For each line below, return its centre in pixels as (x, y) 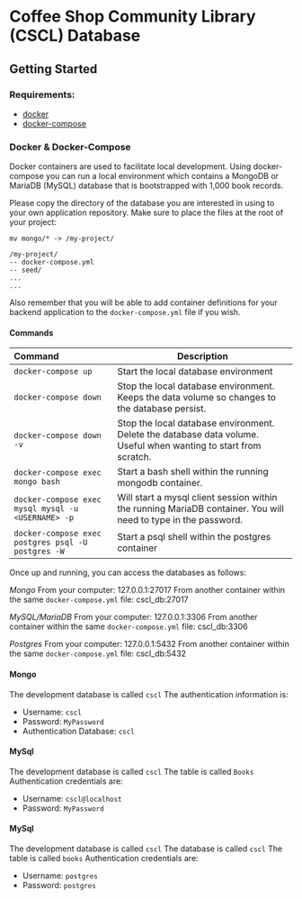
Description (203, 356)
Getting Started (53, 69)
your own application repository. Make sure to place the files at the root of (147, 212)
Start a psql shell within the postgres (194, 537)
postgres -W (40, 552)
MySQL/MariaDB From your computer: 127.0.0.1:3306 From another (133, 617)
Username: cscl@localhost (72, 798)
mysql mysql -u (46, 509)
